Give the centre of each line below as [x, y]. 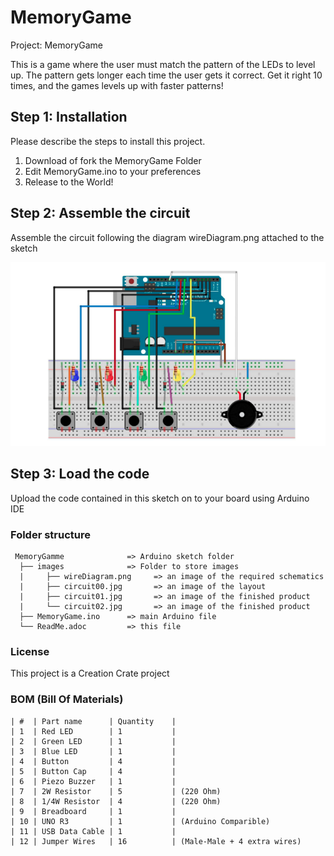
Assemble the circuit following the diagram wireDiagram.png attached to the [167, 237]
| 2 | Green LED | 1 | [93, 741]
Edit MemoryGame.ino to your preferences [113, 171]
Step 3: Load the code [80, 474]
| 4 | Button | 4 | [93, 761]
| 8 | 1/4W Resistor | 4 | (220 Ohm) [116, 801]
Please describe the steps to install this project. [108, 141]
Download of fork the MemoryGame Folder [113, 160]
